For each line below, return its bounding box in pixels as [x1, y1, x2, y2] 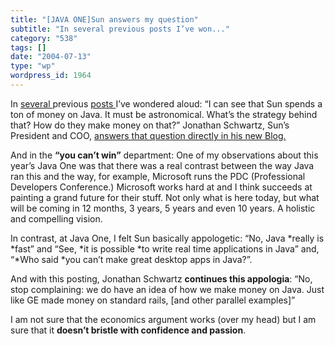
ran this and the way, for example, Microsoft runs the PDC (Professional [10, 170, 306, 182]
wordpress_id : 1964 [10, 71, 92, 81]
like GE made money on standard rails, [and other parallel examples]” [10, 294, 296, 306]
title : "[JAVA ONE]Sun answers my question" [10, 14, 199, 25]
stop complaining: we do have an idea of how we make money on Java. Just [10, 283, 325, 295]
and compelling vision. [10, 212, 103, 225]
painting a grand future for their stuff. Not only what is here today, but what [10, 191, 320, 203]
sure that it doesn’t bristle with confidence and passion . [10, 324, 247, 336]
